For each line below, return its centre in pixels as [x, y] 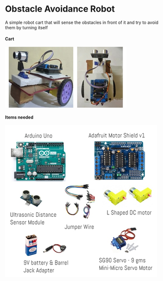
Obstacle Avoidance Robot [60, 9]
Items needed [19, 117]
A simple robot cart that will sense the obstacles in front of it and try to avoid [82, 22]
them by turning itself [27, 27]
